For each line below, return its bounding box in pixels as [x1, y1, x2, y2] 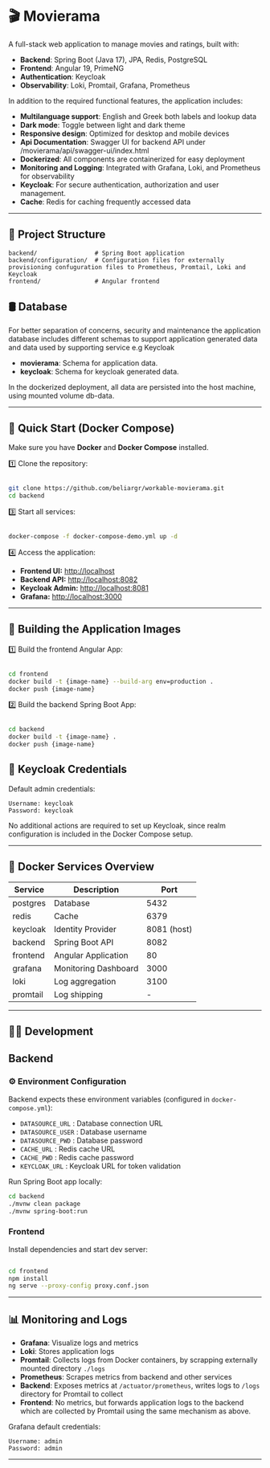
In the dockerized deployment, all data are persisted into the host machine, [8, 382, 256, 391]
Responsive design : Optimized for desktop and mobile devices [19, 129, 230, 138]
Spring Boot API [53, 936, 114, 947]
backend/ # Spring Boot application [8, 249, 185, 257]
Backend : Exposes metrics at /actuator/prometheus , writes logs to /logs [19, 1380, 260, 1391]
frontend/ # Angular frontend [8, 277, 160, 285]
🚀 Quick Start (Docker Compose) [8, 421, 175, 435]
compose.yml [8, 1104, 48, 1112]
